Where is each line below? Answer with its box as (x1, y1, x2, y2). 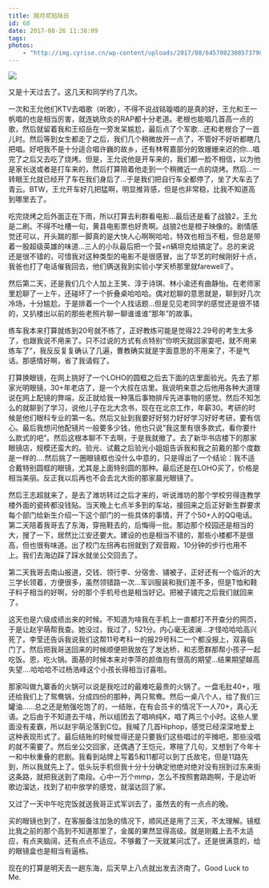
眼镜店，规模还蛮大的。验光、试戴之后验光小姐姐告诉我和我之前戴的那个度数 (8, 443, 261, 452)
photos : (8, 42, 34, 50)
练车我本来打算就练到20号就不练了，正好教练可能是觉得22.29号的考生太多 (8, 326, 254, 335)
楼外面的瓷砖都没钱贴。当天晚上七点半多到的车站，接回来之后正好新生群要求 (8, 501, 261, 509)
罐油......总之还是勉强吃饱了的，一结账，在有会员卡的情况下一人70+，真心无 (8, 702, 258, 711)
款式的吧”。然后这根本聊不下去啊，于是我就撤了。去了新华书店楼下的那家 (14, 433, 258, 442)
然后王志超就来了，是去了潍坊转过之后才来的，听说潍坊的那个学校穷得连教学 (8, 490, 261, 500)
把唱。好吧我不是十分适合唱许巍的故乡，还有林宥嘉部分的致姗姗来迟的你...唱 (8, 144, 260, 153)
